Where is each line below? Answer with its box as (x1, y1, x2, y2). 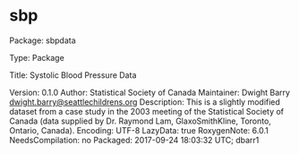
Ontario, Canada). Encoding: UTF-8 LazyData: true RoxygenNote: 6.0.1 (9, 124, 269, 135)
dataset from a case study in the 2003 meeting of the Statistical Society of (9, 106, 285, 116)
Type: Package (9, 52, 64, 63)
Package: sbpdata (9, 35, 76, 46)
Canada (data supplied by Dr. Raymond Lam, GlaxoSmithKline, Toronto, (9, 115, 271, 126)
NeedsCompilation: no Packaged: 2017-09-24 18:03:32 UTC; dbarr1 (9, 134, 260, 145)
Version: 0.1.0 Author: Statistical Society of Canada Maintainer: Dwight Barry (9, 87, 291, 98)
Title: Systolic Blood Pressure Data (9, 69, 137, 81)
